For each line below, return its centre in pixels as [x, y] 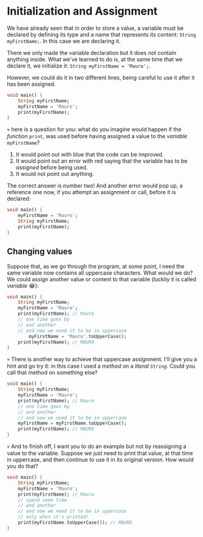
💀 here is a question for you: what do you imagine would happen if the [94, 130]
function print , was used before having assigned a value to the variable [97, 136]
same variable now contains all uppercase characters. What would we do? [100, 273]
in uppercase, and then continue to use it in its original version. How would [100, 460]
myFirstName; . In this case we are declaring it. [64, 41]
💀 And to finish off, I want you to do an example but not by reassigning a [97, 446]
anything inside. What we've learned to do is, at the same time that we [95, 59]
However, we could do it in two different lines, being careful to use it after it [101, 77]
